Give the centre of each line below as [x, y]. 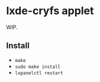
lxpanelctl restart [39, 73]
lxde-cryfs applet [50, 11]
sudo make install [37, 67]
